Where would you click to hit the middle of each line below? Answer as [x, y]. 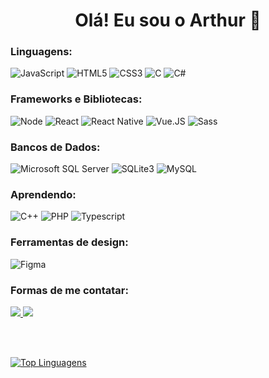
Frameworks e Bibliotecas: [76, 99]
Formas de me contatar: [69, 290]
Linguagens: [41, 52]
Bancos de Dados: [55, 147]
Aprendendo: [43, 194]
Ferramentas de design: [69, 242]
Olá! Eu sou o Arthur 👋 [168, 20]
